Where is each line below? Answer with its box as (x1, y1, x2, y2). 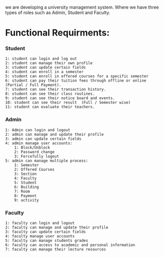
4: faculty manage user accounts (5, 234, 75, 239)
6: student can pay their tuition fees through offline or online (5, 78, 146, 83)
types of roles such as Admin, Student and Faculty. (5, 10, 110, 16)
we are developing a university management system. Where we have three (5, 5, 159, 10)
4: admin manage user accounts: (5, 140, 72, 146)
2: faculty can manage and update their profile (5, 225, 108, 230)
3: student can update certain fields (5, 65, 86, 70)
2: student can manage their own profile (5, 61, 93, 66)
